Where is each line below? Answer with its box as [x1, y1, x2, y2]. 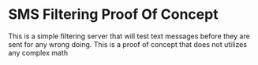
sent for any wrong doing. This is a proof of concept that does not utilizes [8, 39, 247, 49]
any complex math [8, 48, 69, 57]
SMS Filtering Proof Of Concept [8, 5, 219, 23]
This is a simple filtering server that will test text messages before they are [8, 31, 250, 41]
